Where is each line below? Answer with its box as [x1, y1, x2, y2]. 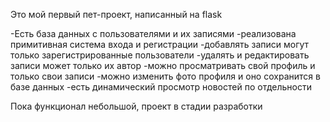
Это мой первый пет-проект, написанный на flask [10, 9, 223, 20]
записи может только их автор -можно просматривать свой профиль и [10, 60, 316, 71]
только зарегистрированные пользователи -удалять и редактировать [10, 49, 310, 61]
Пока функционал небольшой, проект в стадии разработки [10, 100, 263, 112]
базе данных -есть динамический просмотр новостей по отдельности [10, 81, 313, 93]
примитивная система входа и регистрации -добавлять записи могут [10, 39, 310, 50]
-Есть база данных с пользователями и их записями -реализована [10, 28, 297, 39]
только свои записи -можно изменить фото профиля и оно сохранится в [10, 70, 321, 82]
